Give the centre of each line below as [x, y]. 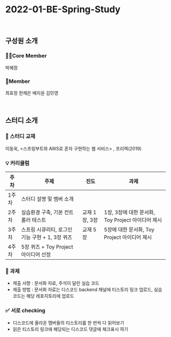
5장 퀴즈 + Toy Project [47, 246]
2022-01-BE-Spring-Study [63, 9]
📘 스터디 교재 [20, 137]
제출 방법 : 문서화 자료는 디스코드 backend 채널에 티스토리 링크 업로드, [83, 289]
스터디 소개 [22, 120]
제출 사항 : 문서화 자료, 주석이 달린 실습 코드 [56, 283]
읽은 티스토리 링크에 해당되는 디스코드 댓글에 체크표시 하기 [70, 329]
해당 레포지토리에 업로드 [50, 296]
